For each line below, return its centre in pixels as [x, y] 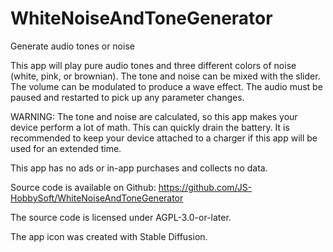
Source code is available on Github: [83, 187]
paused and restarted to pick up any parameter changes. [127, 97]
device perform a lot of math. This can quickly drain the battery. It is [150, 127]
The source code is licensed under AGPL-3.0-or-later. [121, 217]
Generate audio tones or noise [72, 46]
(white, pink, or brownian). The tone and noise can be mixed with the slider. [165, 76]
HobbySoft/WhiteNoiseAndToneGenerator [97, 198]
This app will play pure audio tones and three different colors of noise [153, 65]
